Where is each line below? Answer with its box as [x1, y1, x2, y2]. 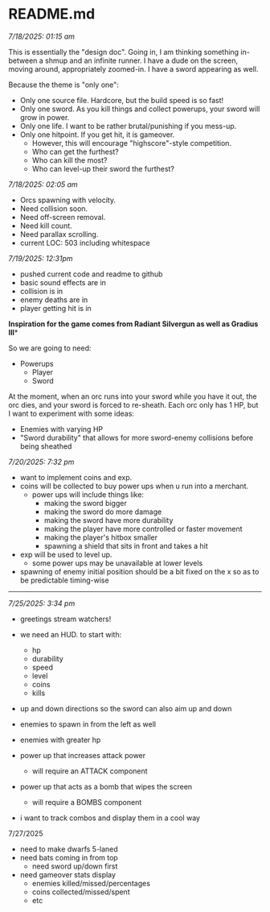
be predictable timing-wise [19, 575, 110, 585]
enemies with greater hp [19, 735, 101, 744]
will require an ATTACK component [31, 766, 148, 776]
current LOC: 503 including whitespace [19, 238, 150, 247]
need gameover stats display [19, 869, 117, 879]
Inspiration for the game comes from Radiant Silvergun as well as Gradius [8, 319, 259, 329]
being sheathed [19, 441, 72, 451]
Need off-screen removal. [19, 212, 106, 222]
